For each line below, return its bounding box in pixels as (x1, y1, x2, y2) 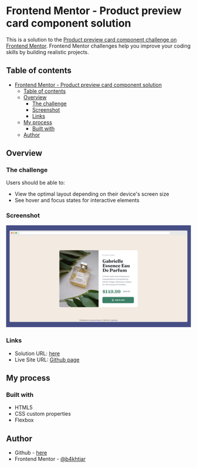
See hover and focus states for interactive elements (14, 197, 140, 204)
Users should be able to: (6, 179, 66, 186)
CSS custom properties (14, 410, 72, 417)
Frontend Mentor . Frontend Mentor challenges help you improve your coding (6, 42, 191, 49)
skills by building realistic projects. (6, 48, 89, 55)
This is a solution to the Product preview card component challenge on (6, 36, 177, 43)
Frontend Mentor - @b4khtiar (14, 456, 86, 463)
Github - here (14, 449, 47, 456)
